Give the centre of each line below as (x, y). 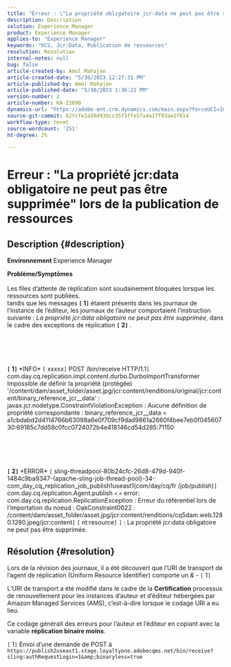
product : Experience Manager (49, 33)
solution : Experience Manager (51, 26)
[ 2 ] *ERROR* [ (30, 471)
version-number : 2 (33, 97)
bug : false (23, 65)
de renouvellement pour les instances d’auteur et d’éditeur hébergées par (111, 596)
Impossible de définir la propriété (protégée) (70, 384)
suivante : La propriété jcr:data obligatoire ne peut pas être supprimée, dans (115, 318)
